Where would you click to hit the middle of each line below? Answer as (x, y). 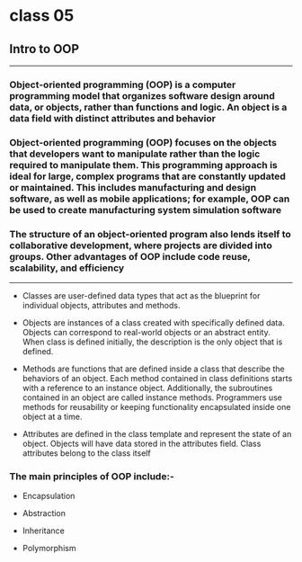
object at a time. (52, 417)
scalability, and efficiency (67, 268)
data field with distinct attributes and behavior (112, 118)
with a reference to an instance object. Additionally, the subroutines (147, 388)
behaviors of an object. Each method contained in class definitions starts (157, 379)
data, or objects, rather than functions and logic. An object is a (148, 107)
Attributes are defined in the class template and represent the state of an (157, 434)
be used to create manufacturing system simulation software (145, 210)
